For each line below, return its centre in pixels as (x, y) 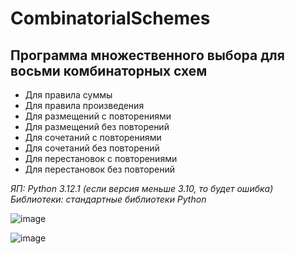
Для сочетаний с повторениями (93, 137)
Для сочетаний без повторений (92, 148)
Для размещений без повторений (97, 126)
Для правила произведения (84, 105)
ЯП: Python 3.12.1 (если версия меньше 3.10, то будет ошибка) (142, 188)
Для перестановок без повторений (100, 169)
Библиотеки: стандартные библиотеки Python (108, 199)
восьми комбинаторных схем (109, 70)
